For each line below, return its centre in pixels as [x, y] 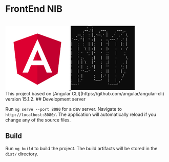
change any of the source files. [38, 120]
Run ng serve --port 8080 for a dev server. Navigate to [64, 109]
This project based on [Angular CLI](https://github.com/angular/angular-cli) [85, 93]
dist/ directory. [22, 154]
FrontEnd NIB [34, 9]
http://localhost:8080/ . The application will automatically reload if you [81, 114]
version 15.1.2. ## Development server [46, 99]
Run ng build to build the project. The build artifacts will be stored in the [81, 148]
